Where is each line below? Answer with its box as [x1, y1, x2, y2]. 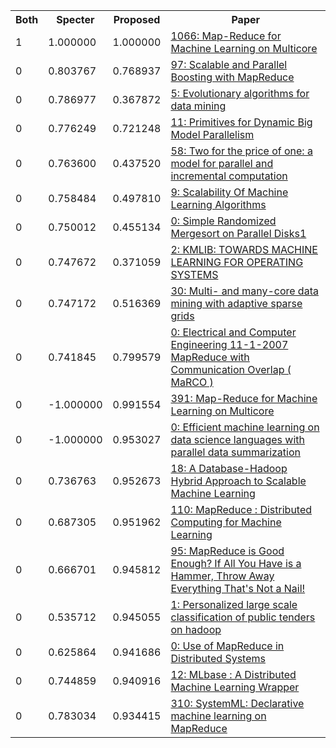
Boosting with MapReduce [170, 70, 295, 84]
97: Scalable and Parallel [170, 58, 288, 71]
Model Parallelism [170, 128, 255, 141]
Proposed [113, 13, 161, 26]
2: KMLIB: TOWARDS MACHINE [170, 243, 318, 256]
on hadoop [170, 623, 222, 636]
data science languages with [170, 433, 305, 446]
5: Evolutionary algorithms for [170, 87, 310, 100]
